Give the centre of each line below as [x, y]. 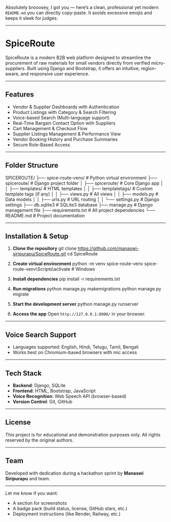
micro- [158, 63]
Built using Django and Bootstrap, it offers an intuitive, [83, 68]
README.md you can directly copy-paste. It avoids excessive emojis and [79, 13]
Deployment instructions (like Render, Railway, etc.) [66, 514]
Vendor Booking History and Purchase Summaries [65, 139]
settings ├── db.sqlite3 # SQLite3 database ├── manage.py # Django [79, 205]
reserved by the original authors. [39, 440]
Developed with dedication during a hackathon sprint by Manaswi [75, 473]
